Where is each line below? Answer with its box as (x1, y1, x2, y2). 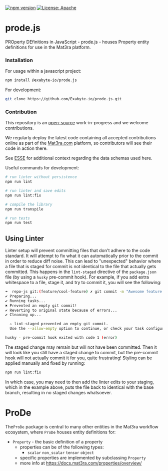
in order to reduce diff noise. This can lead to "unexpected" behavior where (5, 258, 161, 264)
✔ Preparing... (5, 294, 37, 299)
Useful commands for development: (5, 165, 79, 171)
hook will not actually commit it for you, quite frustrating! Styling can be (5, 355, 152, 361)
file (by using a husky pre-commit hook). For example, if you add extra (5, 274, 149, 280)
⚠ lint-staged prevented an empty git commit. (9, 321, 108, 327)
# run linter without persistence (5, 174, 77, 180)
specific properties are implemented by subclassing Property (19, 454, 146, 460)
